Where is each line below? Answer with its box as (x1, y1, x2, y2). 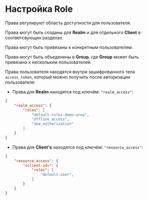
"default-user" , (40, 172, 74, 177)
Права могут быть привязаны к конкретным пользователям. (5, 44, 133, 50)
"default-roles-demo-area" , (31, 112, 90, 117)
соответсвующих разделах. (5, 35, 64, 41)
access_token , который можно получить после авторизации (5, 74, 131, 80)
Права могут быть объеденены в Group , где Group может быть (5, 53, 139, 60)
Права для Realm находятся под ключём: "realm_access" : (12, 89, 133, 95)
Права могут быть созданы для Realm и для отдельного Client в (5, 29, 141, 35)
